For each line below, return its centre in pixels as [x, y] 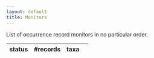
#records [47, 49]
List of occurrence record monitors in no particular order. [77, 34]
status [19, 49]
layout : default [27, 12]
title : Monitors [27, 17]
